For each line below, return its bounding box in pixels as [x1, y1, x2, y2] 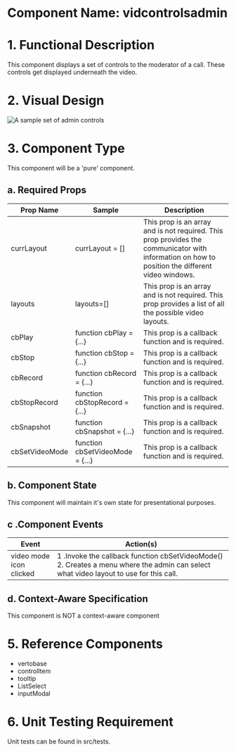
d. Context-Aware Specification [7, 593, 149, 605]
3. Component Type [7, 141, 125, 156]
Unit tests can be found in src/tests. [7, 737, 111, 746]
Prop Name [20, 205, 59, 215]
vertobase [17, 660, 48, 668]
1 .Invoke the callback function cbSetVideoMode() [57, 551, 223, 561]
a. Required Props [7, 184, 86, 196]
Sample [92, 205, 119, 215]
